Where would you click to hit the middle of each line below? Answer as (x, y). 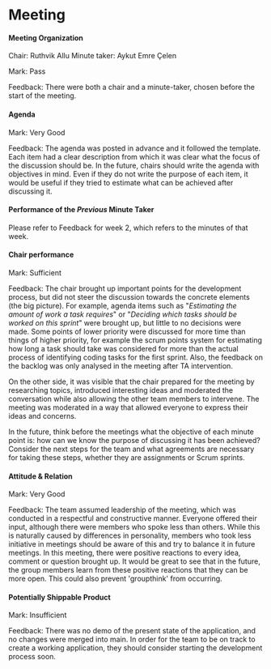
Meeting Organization (46, 37)
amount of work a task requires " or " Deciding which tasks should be (123, 314)
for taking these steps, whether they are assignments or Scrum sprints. (127, 458)
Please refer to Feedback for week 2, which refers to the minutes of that (128, 228)
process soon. (32, 657)
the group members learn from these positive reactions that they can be (128, 570)
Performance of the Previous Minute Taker (81, 210)
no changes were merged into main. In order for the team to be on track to (132, 639)
